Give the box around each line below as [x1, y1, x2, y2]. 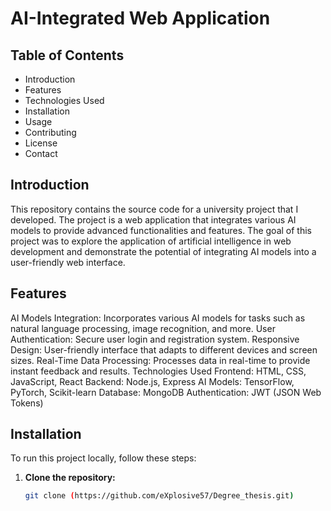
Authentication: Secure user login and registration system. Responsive [10, 333, 300, 345]
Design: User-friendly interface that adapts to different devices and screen [10, 343, 318, 356]
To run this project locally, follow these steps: [10, 452, 197, 464]
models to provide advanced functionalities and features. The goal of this [10, 224, 312, 236]
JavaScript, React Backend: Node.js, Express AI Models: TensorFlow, [10, 375, 295, 387]
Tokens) [10, 397, 44, 409]
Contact [24, 148, 58, 159]
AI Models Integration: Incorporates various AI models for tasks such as [10, 312, 306, 324]
